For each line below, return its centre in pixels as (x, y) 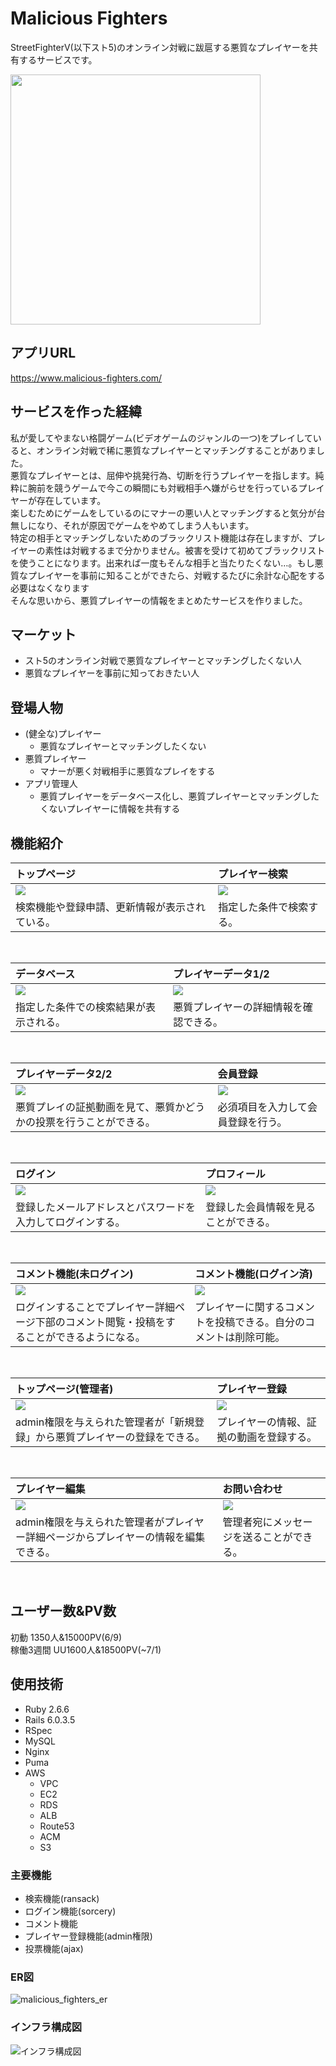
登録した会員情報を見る (261, 1207)
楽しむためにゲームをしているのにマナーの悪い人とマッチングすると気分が (163, 513)
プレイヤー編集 (50, 1489)
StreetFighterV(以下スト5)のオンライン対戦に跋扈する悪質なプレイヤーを (160, 47)
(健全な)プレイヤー (63, 734)
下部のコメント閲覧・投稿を (100, 1322)
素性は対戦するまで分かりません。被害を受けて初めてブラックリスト (185, 550)
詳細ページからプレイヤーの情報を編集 (115, 1537)
